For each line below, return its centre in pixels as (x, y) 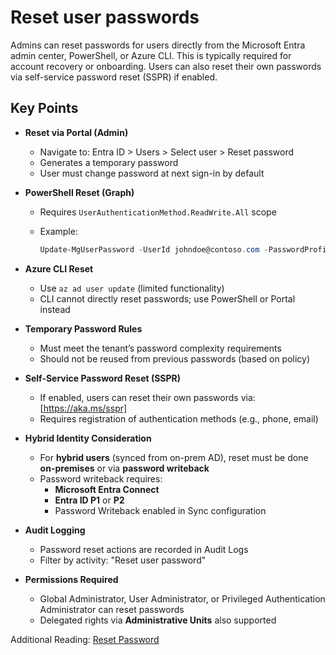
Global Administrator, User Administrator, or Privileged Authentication (182, 598)
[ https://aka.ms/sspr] (83, 408)
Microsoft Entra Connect (107, 489)
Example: (58, 231)
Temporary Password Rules (83, 328)
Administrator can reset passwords (112, 609)
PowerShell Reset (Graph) (79, 192)
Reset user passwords (105, 17)
